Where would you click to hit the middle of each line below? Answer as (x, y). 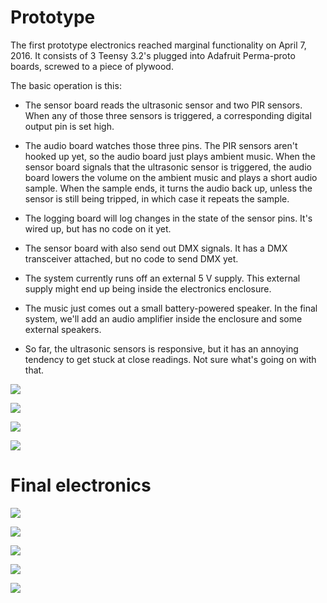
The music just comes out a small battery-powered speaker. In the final (171, 308)
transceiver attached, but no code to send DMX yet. (131, 258)
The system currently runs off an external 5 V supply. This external (162, 278)
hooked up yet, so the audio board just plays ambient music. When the (170, 156)
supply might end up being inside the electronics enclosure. (148, 288)
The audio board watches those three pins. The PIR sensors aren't (161, 145)
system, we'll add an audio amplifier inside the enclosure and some (163, 318)
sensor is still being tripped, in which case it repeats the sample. (157, 198)
